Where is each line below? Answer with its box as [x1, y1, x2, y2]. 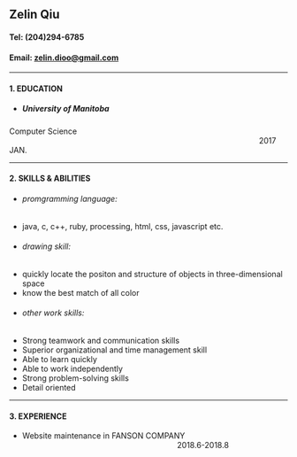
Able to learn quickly [21, 353, 97, 364]
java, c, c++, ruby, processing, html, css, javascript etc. [21, 221, 224, 231]
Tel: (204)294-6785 [9, 31, 85, 43]
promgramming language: [21, 193, 118, 204]
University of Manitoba [21, 104, 110, 114]
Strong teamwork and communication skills [21, 335, 179, 345]
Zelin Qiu [9, 7, 60, 22]
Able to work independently [21, 363, 124, 374]
